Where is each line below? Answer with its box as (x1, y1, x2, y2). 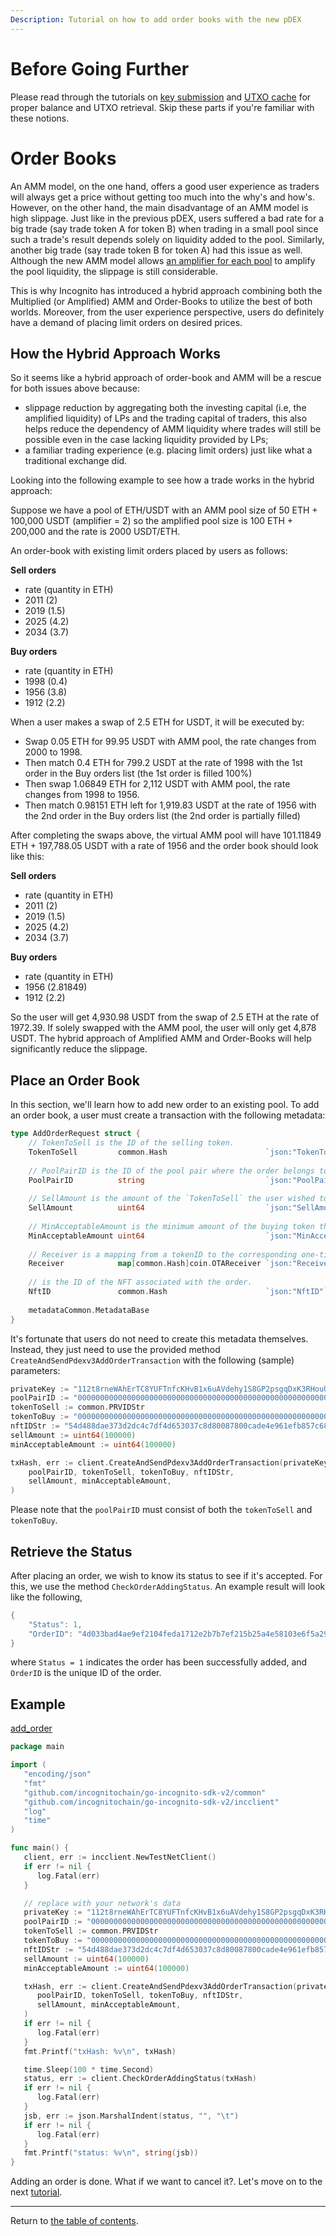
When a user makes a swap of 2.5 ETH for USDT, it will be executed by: (10, 716, 305, 728)
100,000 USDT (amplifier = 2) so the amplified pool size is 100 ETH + (10, 515, 294, 527)
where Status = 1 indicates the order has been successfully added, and (10, 1656, 308, 1668)
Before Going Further (10, 57, 190, 80)
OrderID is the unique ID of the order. (10, 1667, 162, 1679)
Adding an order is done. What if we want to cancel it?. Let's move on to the (10, 2176, 323, 2188)
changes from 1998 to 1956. (24, 789, 140, 801)
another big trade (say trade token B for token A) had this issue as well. (10, 244, 303, 256)
